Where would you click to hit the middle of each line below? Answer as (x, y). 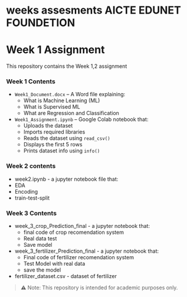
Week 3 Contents (32, 213)
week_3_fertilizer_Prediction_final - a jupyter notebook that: (87, 251)
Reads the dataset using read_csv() (67, 138)
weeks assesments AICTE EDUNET (93, 10)
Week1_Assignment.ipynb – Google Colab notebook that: (81, 119)
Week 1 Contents (31, 81)
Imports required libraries (54, 132)
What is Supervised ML (52, 107)
